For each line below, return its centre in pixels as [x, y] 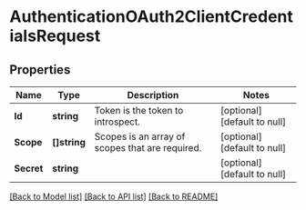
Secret [29, 168]
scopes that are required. [148, 148]
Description [153, 95]
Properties [40, 70]
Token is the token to [139, 110]
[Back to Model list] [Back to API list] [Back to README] [114, 196]
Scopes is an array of [140, 136]
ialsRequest [55, 36]
